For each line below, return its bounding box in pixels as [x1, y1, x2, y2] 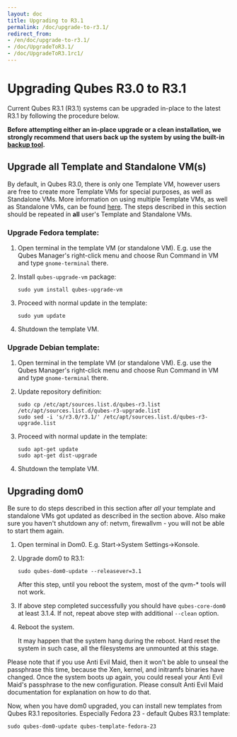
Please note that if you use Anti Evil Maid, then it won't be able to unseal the [7, 658, 229, 667]
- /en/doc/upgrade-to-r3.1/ [7, 37, 91, 44]
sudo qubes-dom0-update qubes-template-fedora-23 [7, 723, 157, 731]
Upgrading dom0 [7, 485, 84, 497]
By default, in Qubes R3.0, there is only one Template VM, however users [7, 179, 221, 188]
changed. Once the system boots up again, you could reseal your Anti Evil [7, 673, 223, 682]
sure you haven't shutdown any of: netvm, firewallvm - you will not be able [7, 519, 225, 528]
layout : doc [7, 10, 42, 18]
